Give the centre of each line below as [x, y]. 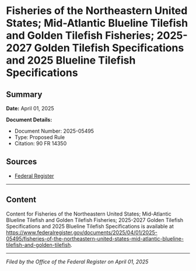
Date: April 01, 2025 [30, 108]
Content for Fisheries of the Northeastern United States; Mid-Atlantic [89, 214]
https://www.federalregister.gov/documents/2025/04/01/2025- [82, 232]
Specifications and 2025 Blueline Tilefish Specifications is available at [90, 226]
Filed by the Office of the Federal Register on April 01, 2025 [77, 262]
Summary [24, 94]
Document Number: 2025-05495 [54, 131]
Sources [22, 162]
